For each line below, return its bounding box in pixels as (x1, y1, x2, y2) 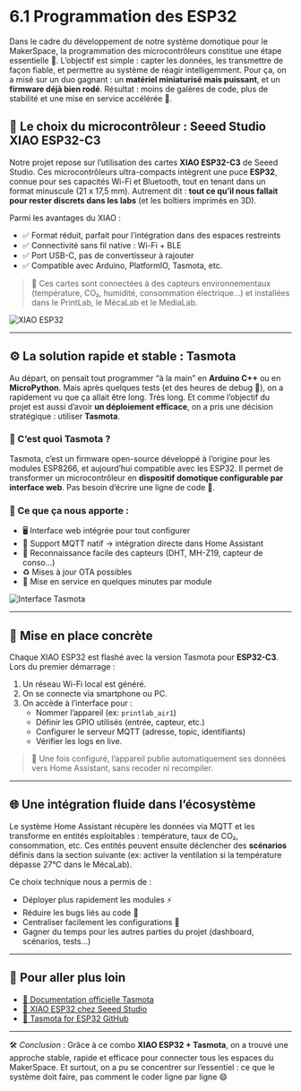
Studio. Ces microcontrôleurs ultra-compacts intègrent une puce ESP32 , (9, 166, 278, 177)
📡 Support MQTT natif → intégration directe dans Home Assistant (21, 538, 264, 549)
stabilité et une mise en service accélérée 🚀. (9, 92, 173, 104)
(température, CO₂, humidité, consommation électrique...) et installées (30, 287, 290, 298)
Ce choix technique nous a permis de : (9, 876, 152, 887)
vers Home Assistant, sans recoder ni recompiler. (30, 762, 213, 773)
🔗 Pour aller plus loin (9, 970, 126, 985)
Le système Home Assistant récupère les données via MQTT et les (9, 820, 255, 831)
